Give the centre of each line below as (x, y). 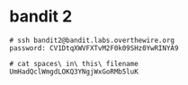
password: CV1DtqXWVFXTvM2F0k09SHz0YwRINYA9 (94, 48)
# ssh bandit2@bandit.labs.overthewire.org (92, 40)
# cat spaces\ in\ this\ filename (74, 64)
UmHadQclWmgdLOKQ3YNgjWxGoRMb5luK (74, 72)
